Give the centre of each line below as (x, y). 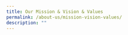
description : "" (26, 23)
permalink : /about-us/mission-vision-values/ (64, 17)
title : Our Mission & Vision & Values (55, 12)
